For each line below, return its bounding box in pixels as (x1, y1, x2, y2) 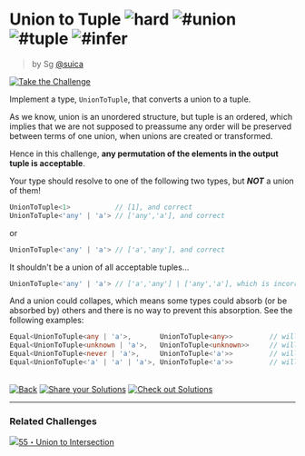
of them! (9, 184, 41, 195)
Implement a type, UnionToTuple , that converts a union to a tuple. (9, 94, 251, 104)
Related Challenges (9, 414, 97, 427)
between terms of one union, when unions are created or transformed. (9, 130, 273, 141)
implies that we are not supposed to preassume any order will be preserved (9, 121, 292, 132)
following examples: (9, 314, 84, 326)
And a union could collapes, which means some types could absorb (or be (9, 295, 288, 306)
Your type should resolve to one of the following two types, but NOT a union (9, 175, 295, 186)
